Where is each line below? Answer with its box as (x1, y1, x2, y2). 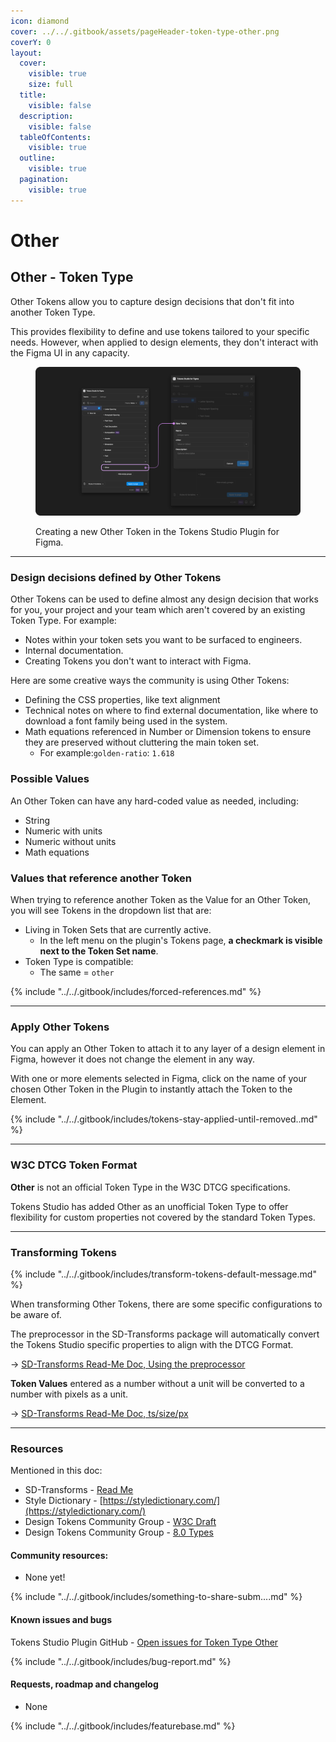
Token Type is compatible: (24, 956, 134, 968)
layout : (10, 48, 43, 58)
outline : (19, 153, 56, 164)
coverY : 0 (10, 37, 52, 47)
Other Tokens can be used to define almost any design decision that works (10, 593, 319, 605)
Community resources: (10, 1549, 109, 1561)
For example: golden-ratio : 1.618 (39, 747, 175, 759)
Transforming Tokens (10, 1245, 117, 1259)
